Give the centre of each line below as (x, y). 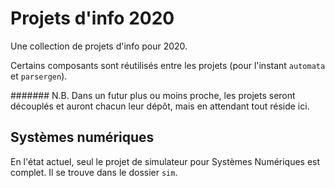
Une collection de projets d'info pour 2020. (99, 46)
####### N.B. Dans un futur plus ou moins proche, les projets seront (153, 95)
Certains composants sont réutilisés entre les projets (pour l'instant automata (168, 65)
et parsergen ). (39, 76)
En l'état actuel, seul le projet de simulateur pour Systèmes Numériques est (165, 161)
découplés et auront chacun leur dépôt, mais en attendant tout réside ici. (160, 106)
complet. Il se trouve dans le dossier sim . (94, 172)
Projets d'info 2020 (92, 18)
